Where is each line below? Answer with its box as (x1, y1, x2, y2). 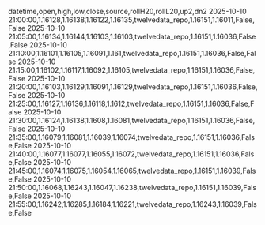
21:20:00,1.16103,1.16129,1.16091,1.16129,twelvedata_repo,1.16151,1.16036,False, (8, 82, 259, 92)
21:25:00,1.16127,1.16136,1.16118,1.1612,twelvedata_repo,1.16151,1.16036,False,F (8, 99, 255, 108)
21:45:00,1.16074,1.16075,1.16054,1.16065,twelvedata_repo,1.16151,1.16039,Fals (8, 166, 256, 175)
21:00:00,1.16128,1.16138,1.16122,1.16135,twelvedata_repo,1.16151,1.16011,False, (8, 15, 255, 24)
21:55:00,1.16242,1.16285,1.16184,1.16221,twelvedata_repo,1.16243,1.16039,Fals (8, 200, 257, 208)
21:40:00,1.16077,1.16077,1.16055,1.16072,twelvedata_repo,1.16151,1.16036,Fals (8, 149, 255, 159)
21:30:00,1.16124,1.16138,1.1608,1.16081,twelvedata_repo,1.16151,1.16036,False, (8, 116, 256, 125)
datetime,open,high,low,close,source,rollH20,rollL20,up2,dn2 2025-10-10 (8, 7, 247, 16)
